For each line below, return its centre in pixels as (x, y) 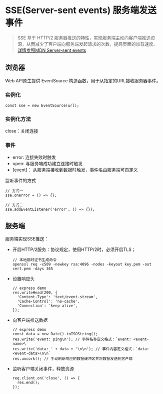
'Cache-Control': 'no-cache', (48, 302)
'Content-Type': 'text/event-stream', (57, 297)
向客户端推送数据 (30, 320)
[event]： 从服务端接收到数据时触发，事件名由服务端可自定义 (75, 170)
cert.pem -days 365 (33, 269)
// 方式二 (14, 205)
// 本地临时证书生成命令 (34, 260)
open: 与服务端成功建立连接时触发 (47, 163)
